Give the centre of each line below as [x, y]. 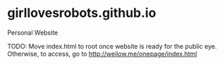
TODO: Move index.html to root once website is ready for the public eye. [112, 46]
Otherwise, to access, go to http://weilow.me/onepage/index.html [102, 54]
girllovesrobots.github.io [82, 13]
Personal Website [33, 32]
